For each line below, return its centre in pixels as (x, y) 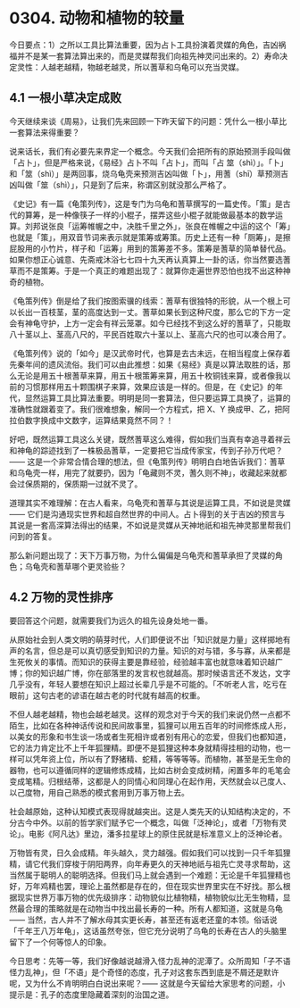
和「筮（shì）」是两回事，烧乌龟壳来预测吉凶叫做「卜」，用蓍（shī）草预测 (145, 173)
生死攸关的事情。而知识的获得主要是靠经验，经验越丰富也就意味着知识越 (142, 662)
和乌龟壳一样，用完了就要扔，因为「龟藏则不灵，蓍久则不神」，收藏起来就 (144, 472)
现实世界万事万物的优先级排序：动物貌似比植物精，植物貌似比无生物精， (150, 897)
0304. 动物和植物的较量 (97, 18)
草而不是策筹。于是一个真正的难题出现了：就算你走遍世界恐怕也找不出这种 (146, 271)
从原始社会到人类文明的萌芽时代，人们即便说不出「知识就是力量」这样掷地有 (150, 639)
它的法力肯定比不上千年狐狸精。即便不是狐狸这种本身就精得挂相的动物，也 (146, 747)
